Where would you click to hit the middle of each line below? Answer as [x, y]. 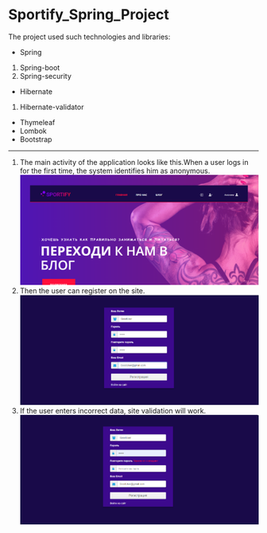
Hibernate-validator [52, 107]
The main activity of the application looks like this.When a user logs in [134, 162]
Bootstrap [36, 139]
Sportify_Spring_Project [89, 15]
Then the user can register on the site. [82, 291]
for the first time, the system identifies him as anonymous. [115, 170]
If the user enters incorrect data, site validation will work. [113, 410]
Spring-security [45, 76]
